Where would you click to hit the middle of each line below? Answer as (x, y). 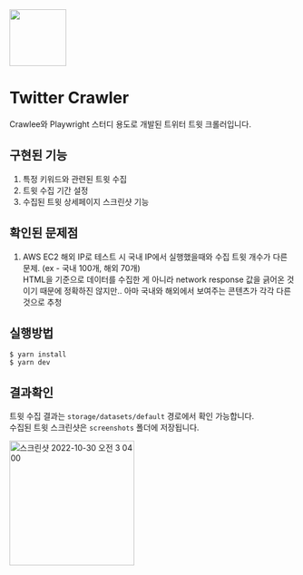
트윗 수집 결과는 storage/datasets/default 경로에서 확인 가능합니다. (132, 416)
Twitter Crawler (69, 98)
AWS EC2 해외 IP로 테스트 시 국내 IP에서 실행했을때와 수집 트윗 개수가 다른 (155, 257)
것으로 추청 (42, 302)
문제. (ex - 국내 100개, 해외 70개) (81, 268)
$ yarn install (38, 355)
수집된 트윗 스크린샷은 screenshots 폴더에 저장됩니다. (104, 428)
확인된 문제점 (44, 234)
